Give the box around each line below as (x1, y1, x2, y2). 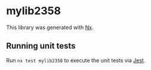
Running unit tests (6, 41, 76, 51)
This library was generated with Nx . (6, 24, 94, 31)
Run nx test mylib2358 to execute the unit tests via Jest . (6, 56, 146, 63)
